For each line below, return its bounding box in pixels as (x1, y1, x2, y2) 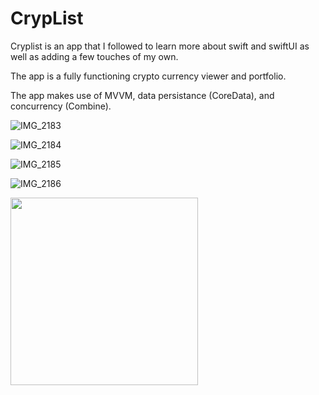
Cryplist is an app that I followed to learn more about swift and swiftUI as (10, 40, 310, 52)
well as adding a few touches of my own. (10, 50, 179, 62)
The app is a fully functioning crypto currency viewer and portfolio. (10, 70, 287, 82)
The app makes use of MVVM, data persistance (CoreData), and (10, 89, 275, 101)
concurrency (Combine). (10, 100, 112, 112)
